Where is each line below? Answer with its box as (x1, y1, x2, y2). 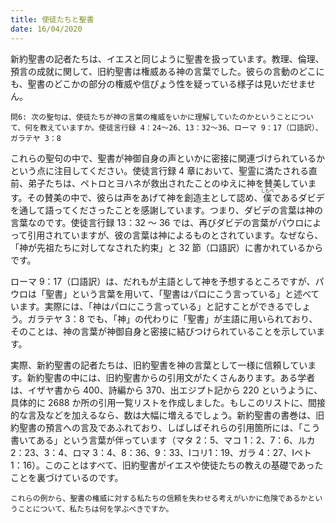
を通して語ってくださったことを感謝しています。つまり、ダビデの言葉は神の (10, 204, 324, 216)
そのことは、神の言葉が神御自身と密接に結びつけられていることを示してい (10, 325, 317, 337)
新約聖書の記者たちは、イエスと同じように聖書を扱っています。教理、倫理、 (10, 52, 325, 65)
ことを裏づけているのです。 (10, 471, 124, 483)
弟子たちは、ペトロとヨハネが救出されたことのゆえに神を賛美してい (27, 177, 308, 189)
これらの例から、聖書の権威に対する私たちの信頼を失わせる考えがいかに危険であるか (10, 493, 308, 503)
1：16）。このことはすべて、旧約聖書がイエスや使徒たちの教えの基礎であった (10, 459, 324, 471)
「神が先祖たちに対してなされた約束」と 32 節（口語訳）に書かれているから (10, 241, 324, 253)
